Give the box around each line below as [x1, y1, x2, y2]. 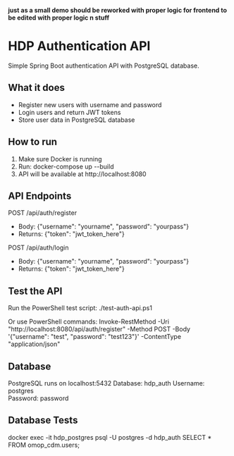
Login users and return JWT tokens [18, 108, 121, 116]
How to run [8, 136, 58, 148]
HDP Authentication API [8, 38, 151, 54]
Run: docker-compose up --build [18, 162, 114, 171]
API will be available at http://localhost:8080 [18, 169, 147, 178]
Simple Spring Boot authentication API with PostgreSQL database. [8, 61, 199, 70]
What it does [8, 82, 66, 94]
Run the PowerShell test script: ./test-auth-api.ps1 [8, 304, 152, 312]
